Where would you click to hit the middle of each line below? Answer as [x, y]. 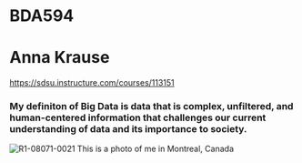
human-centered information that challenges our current [138, 117]
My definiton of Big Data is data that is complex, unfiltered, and [151, 107]
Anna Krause [60, 58]
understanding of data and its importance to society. [128, 129]
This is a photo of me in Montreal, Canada [156, 149]
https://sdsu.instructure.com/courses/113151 [92, 83]
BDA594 [42, 16]
